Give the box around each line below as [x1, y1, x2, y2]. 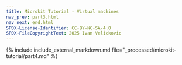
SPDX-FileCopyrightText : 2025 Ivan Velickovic [6, 30, 122, 36]
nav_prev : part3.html [6, 14, 59, 20]
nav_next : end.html [6, 19, 54, 25]
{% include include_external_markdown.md [6, 46, 111, 53]
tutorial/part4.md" [6, 53, 50, 60]
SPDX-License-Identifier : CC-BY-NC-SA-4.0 [6, 25, 111, 31]
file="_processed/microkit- [111, 46, 177, 53]
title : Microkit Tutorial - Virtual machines [6, 8, 119, 15]
